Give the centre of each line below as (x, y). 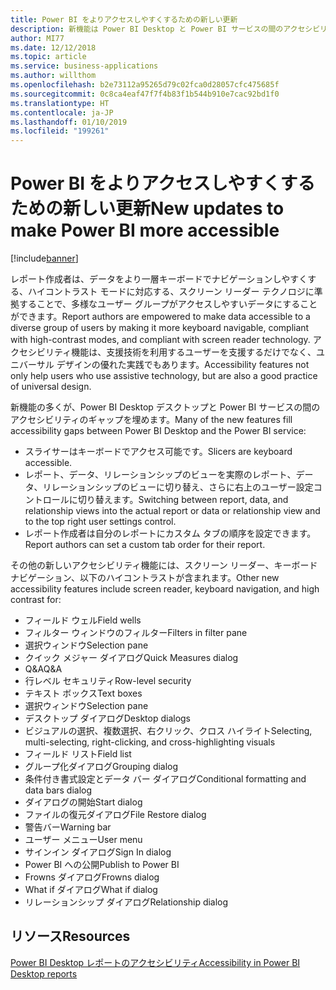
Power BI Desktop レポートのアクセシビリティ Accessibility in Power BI (155, 962)
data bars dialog (58, 790)
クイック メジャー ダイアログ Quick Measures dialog (131, 658)
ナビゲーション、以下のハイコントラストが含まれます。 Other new (145, 578)
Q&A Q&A (43, 669)
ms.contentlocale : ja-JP (62, 112)
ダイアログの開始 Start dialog (83, 802)
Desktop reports (44, 973)
